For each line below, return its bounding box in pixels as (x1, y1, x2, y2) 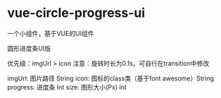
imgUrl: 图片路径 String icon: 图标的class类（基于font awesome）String (7, 74, 215, 82)
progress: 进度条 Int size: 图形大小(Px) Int (7, 82, 127, 91)
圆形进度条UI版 (7, 44, 51, 52)
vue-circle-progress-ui (7, 5, 146, 21)
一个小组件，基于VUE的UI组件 (7, 29, 94, 37)
